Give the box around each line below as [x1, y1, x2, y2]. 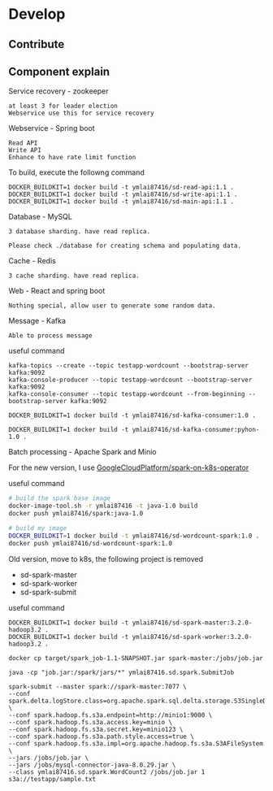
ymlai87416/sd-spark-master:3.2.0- [132, 619, 253, 627]
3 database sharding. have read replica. [8, 228, 151, 236]
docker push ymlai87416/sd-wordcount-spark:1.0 [8, 539, 173, 547]
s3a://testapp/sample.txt [8, 775, 96, 783]
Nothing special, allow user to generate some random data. [8, 302, 217, 310]
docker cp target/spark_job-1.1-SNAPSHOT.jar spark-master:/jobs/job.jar [8, 654, 264, 663]
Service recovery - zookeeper [8, 86, 109, 96]
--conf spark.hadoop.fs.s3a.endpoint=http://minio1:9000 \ [8, 711, 213, 719]
